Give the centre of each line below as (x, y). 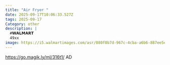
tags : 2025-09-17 (24, 19)
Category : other (22, 24)
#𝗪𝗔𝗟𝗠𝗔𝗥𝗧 (22, 33)
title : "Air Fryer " (27, 10)
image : (12, 43)
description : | (21, 29)
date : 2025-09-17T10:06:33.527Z (39, 15)
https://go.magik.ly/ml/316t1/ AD (39, 57)
